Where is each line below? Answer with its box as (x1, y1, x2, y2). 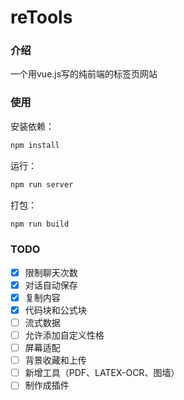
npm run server (10, 179, 74, 190)
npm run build (10, 219, 70, 229)
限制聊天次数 (24, 266, 78, 278)
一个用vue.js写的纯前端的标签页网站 (10, 68, 158, 80)
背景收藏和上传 (24, 354, 87, 366)
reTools (10, 6, 73, 29)
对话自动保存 (24, 279, 78, 291)
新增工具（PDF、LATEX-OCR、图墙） (24, 367, 180, 379)
